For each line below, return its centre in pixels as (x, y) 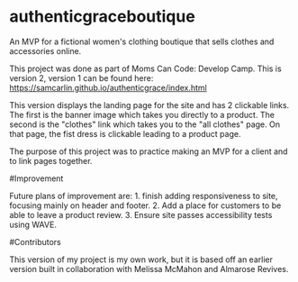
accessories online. (45, 50)
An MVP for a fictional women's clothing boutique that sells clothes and (142, 41)
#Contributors (35, 241)
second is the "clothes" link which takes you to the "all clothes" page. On (145, 124)
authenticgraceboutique (102, 17)
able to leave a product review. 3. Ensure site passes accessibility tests (141, 214)
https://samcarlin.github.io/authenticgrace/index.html (108, 87)
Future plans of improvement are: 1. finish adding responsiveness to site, (144, 196)
